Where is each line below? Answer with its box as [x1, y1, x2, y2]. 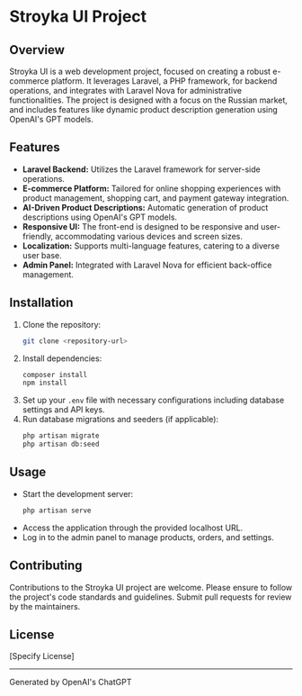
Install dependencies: [22, 353, 102, 364]
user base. [22, 249, 62, 260]
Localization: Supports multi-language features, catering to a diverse [22, 240, 280, 251]
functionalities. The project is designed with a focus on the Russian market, [9, 95, 288, 105]
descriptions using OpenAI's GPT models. [22, 212, 178, 222]
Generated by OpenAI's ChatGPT [9, 677, 132, 688]
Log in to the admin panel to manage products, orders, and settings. [22, 531, 274, 542]
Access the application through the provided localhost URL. [22, 522, 244, 533]
